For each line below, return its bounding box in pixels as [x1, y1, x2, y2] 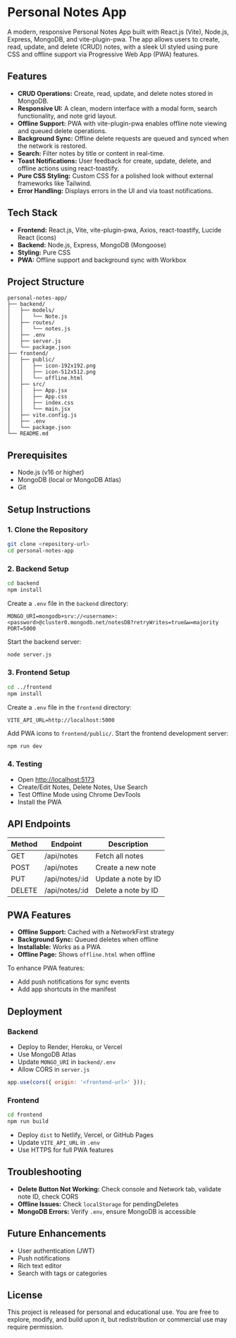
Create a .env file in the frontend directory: [7, 702, 132, 712]
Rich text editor [17, 1261, 62, 1270]
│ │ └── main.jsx [7, 406, 71, 413]
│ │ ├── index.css [7, 399, 74, 407]
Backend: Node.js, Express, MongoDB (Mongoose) [17, 240, 167, 249]
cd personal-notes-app [7, 547, 74, 554]
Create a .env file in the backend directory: [7, 599, 129, 607]
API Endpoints [7, 818, 71, 830]
